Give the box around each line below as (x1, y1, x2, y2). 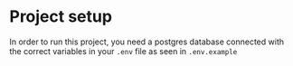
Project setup (9, 6, 113, 27)
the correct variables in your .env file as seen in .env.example (9, 45, 238, 56)
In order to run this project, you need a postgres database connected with (9, 36, 285, 47)
